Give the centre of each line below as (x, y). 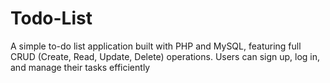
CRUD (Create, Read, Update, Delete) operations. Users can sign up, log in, (165, 56)
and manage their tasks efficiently (80, 67)
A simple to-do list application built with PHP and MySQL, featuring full (156, 46)
